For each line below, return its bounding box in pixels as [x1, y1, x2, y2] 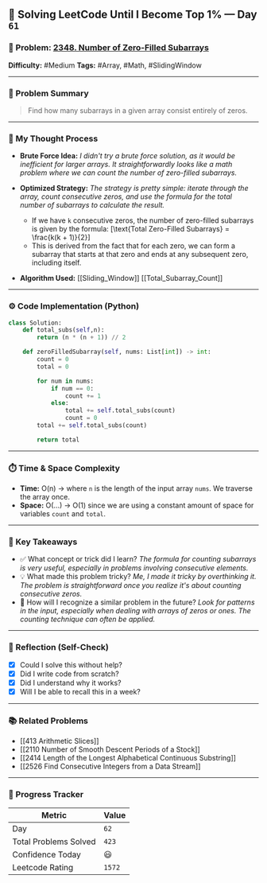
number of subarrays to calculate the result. [19, 200, 165, 210]
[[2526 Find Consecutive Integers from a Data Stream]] [19, 761, 201, 772]
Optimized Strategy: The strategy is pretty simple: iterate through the [19, 184, 249, 193]
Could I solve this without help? [19, 659, 123, 669]
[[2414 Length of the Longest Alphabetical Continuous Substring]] [19, 753, 237, 763]
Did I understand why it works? [19, 678, 122, 687]
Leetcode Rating [12, 862, 74, 873]
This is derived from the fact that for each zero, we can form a [31, 241, 236, 251]
